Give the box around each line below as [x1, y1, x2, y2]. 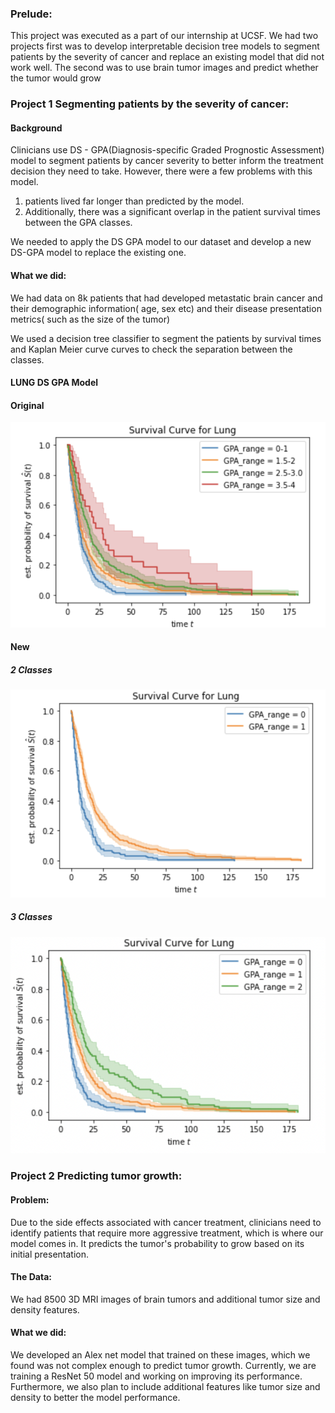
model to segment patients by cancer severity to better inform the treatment [10, 155, 324, 167]
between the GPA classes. [24, 217, 133, 229]
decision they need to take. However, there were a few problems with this [10, 165, 313, 177]
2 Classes [10, 663, 53, 676]
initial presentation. [10, 1248, 89, 1260]
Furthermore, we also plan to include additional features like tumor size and [10, 1380, 321, 1392]
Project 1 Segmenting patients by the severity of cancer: [10, 97, 290, 111]
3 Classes [10, 911, 53, 923]
